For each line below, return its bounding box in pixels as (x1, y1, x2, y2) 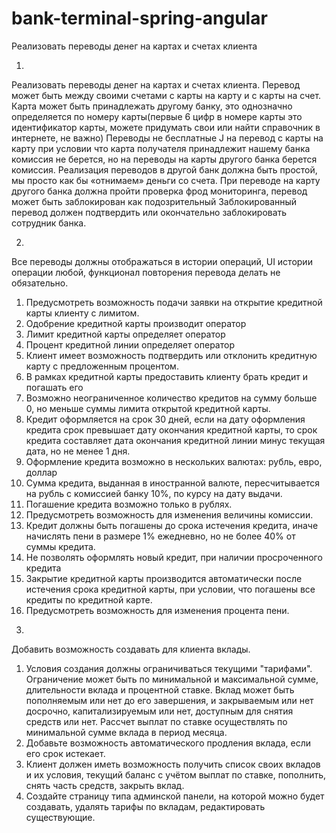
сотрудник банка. (11, 217, 87, 229)
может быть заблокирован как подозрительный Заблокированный (11, 195, 298, 207)
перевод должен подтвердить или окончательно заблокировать (11, 206, 288, 218)
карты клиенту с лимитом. (25, 307, 140, 319)
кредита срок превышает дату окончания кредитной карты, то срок (25, 423, 318, 436)
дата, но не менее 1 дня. (25, 445, 131, 457)
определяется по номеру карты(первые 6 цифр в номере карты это (11, 110, 303, 122)
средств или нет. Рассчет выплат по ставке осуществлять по (25, 715, 288, 727)
